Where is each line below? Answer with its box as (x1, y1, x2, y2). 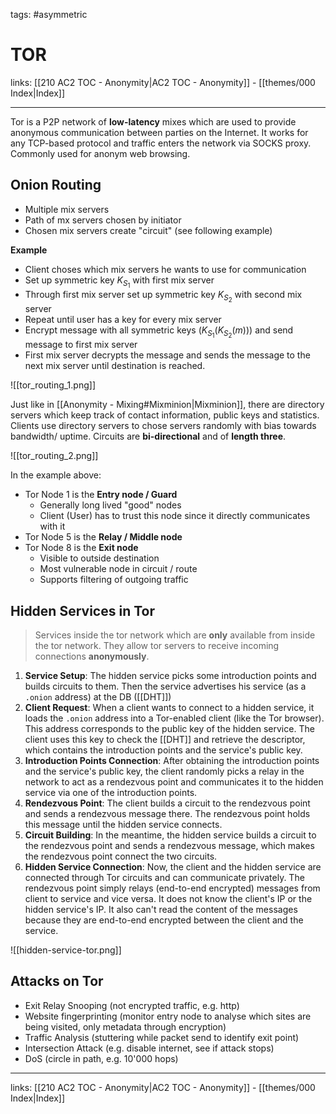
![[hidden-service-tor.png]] (10, 944, 122, 956)
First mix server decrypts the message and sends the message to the (24, 349, 311, 361)
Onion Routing (10, 177, 102, 194)
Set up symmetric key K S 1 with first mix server (24, 274, 215, 289)
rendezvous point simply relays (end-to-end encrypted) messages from (24, 882, 321, 894)
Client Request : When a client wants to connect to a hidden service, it (24, 701, 315, 713)
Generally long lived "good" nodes (39, 499, 182, 511)
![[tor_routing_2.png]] (10, 450, 99, 462)
